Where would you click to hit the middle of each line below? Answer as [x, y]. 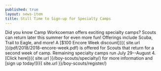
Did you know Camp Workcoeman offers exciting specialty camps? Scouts [81, 33]
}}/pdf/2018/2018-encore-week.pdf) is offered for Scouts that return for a [80, 48]
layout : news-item [24, 14]
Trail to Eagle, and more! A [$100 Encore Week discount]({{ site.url [73, 43]
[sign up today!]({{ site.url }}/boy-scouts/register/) [56, 63]
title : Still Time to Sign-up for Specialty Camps [58, 18]
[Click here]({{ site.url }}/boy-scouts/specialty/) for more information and [79, 58]
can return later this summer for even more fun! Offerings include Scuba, [79, 37]
